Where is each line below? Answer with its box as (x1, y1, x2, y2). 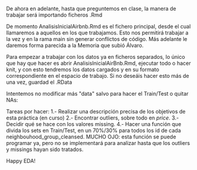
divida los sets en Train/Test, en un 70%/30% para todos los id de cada (6, 127, 181, 134)
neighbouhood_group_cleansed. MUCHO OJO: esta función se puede (6, 133, 176, 140)
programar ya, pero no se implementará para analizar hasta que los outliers (6, 140, 190, 146)
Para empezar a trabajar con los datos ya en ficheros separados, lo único (6, 53, 185, 60)
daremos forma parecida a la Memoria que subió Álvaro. (6, 42, 144, 49)
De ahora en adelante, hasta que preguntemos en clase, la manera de (6, 5, 176, 12)
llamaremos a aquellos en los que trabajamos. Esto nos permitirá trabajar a (6, 29, 189, 36)
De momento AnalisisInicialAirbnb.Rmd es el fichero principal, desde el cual (6, 23, 191, 30)
